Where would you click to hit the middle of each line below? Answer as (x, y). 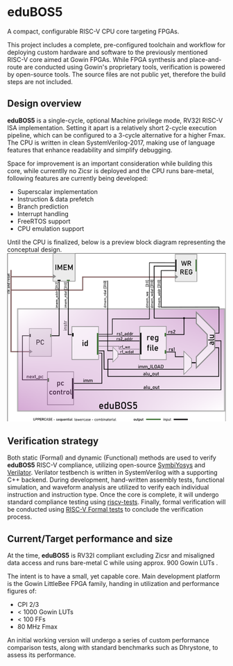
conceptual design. (35, 249)
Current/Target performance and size (90, 538)
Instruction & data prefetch (55, 199)
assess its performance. (42, 655)
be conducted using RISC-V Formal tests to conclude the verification (105, 510)
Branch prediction (43, 206)
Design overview (44, 104)
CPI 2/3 (28, 604)
